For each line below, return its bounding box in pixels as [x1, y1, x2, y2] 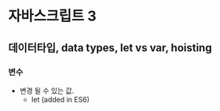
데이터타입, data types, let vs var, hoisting [8, 41, 212, 54]
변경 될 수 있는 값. [19, 86, 75, 95]
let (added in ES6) [31, 94, 90, 104]
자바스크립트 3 [8, 7, 97, 25]
